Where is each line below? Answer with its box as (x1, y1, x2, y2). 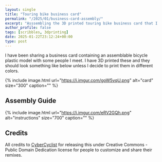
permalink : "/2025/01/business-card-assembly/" (5, 16, 104, 21)
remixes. (5, 152, 22, 158)
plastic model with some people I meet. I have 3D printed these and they (5, 57, 150, 63)
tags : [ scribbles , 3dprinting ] (5, 30, 69, 35)
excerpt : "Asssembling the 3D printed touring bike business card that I (5, 20, 158, 26)
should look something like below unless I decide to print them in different (5, 62, 153, 68)
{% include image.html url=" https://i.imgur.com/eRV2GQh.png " (5, 109, 132, 115)
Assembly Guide (5, 97, 56, 105)
